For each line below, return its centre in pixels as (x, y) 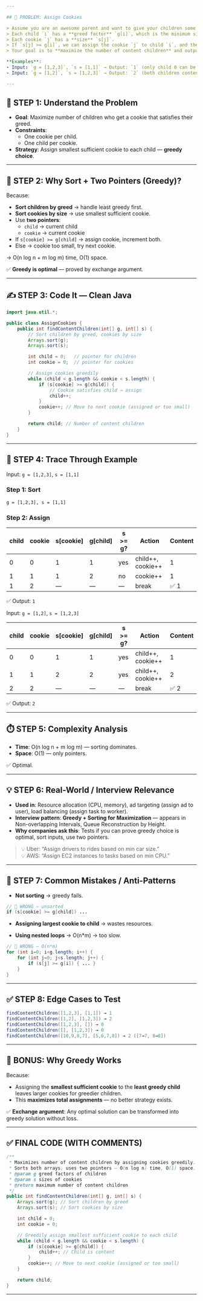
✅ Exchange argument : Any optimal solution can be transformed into (93, 1111)
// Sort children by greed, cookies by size (85, 334)
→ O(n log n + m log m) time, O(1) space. (57, 258)
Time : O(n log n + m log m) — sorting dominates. (76, 747)
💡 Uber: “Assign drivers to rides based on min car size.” (90, 849)
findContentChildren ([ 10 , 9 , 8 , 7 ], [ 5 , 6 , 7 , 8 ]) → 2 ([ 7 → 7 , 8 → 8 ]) (86, 1036)
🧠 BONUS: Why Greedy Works (64, 1061)
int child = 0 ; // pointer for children (82, 357)
